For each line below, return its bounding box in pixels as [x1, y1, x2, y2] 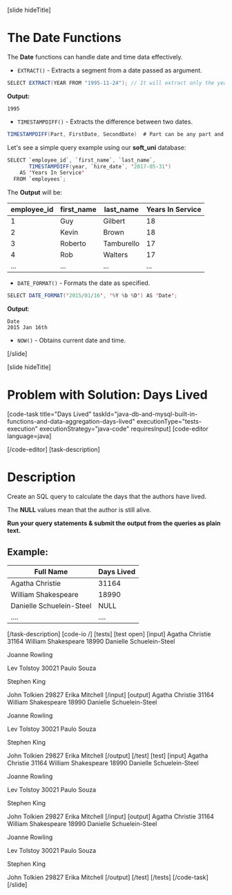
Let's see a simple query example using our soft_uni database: [7, 143, 186, 151]
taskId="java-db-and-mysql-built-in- [93, 410, 198, 418]
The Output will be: [7, 188, 63, 197]
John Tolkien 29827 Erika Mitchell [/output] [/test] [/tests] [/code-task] [7, 873, 209, 881]
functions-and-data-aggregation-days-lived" [7, 417, 136, 425]
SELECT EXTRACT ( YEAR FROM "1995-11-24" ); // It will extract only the [7, 79, 215, 86]
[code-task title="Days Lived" [7, 410, 92, 418]
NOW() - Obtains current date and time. [17, 336, 126, 344]
